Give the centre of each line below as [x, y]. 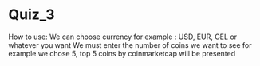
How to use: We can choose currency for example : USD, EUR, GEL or [123, 37]
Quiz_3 [32, 15]
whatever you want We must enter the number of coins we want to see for [130, 45]
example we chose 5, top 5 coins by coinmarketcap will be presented [122, 53]
